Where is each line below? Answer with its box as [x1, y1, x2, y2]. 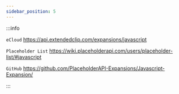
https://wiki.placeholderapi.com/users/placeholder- [49, 47, 173, 54]
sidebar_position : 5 [6, 8, 57, 15]
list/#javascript [6, 53, 42, 60]
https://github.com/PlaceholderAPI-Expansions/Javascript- [23, 65, 165, 72]
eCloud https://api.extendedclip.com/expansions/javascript [6, 36, 147, 43]
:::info [6, 25, 20, 32]
